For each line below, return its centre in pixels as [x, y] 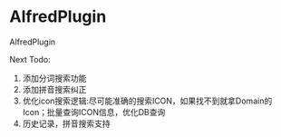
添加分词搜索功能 [54, 78]
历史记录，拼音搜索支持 [66, 123]
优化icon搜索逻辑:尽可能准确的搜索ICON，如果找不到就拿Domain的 [147, 101]
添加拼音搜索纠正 [54, 89]
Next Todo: [30, 59]
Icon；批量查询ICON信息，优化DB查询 [94, 112]
